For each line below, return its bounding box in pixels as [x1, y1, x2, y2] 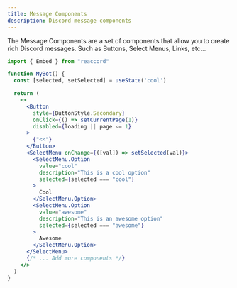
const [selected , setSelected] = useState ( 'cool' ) [13, 77, 167, 84]
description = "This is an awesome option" [38, 215, 163, 222]
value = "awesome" [38, 209, 87, 216]
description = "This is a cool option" [38, 169, 151, 176]
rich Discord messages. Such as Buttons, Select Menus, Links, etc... [7, 44, 206, 52]
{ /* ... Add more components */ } [26, 255, 126, 262]
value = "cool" [38, 162, 78, 170]
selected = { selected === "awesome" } [38, 221, 144, 229]
